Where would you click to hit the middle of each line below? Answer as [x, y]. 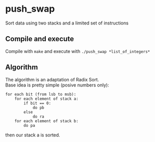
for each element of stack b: [47, 121]
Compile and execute [40, 39]
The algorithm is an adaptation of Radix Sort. [52, 79]
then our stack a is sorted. [33, 135]
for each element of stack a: [47, 99]
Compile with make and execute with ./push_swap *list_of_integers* [78, 51]
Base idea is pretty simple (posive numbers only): [57, 85]
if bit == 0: [37, 103]
